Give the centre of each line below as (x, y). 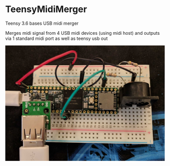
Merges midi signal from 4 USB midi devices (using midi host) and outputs (83, 33)
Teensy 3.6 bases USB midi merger (42, 23)
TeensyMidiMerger (46, 9)
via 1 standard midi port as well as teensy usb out (56, 38)
